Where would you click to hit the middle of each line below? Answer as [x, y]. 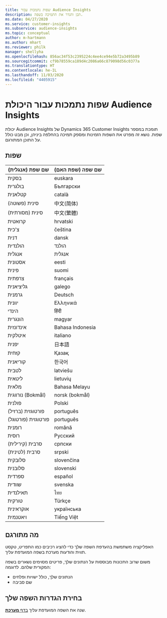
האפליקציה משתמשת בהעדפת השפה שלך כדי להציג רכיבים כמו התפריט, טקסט [79, 547]
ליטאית [15, 378]
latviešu [63, 370]
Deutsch [64, 295]
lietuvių [63, 378]
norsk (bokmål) [72, 395]
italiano [63, 335]
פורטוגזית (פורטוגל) [28, 419]
